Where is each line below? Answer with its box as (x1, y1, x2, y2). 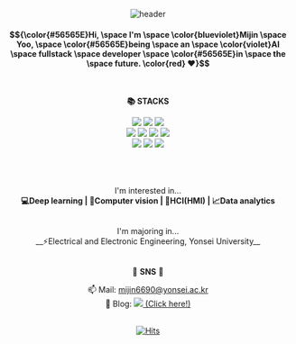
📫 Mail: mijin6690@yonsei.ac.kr (88, 285, 208, 295)
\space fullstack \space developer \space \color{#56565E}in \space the (9, 48, 287, 59)
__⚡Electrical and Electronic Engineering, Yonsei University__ (35, 236, 261, 247)
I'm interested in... (115, 186, 181, 196)
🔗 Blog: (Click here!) (105, 298, 191, 310)
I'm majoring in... (116, 226, 180, 237)
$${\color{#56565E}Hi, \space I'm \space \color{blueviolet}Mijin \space (9, 29, 287, 40)
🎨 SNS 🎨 (132, 267, 164, 277)
